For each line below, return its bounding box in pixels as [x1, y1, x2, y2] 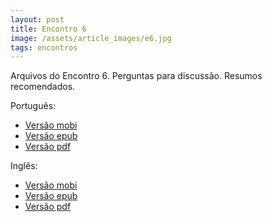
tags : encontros [10, 42, 78, 53]
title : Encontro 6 [10, 24, 87, 34]
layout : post [10, 14, 65, 25]
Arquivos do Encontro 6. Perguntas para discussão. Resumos [10, 70, 263, 82]
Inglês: [10, 160, 38, 172]
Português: [10, 100, 57, 112]
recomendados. [10, 81, 76, 93]
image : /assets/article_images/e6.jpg [10, 33, 172, 43]
